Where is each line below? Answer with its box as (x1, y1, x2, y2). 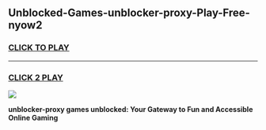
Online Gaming (8, 113, 59, 122)
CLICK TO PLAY (8, 43, 70, 54)
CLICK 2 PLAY (8, 72, 63, 83)
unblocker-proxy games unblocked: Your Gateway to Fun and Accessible (8, 104, 253, 113)
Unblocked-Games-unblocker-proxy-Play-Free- (8, 6, 251, 20)
